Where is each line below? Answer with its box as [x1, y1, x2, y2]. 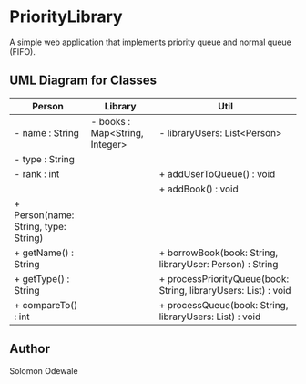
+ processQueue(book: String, [158, 298, 289, 311]
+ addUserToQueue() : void [158, 167, 276, 180]
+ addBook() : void [158, 182, 239, 195]
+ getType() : [14, 272, 70, 285]
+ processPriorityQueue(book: [158, 272, 290, 285]
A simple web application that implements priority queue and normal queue [9, 36, 291, 47]
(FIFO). [9, 46, 36, 57]
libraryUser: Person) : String [158, 257, 279, 270]
